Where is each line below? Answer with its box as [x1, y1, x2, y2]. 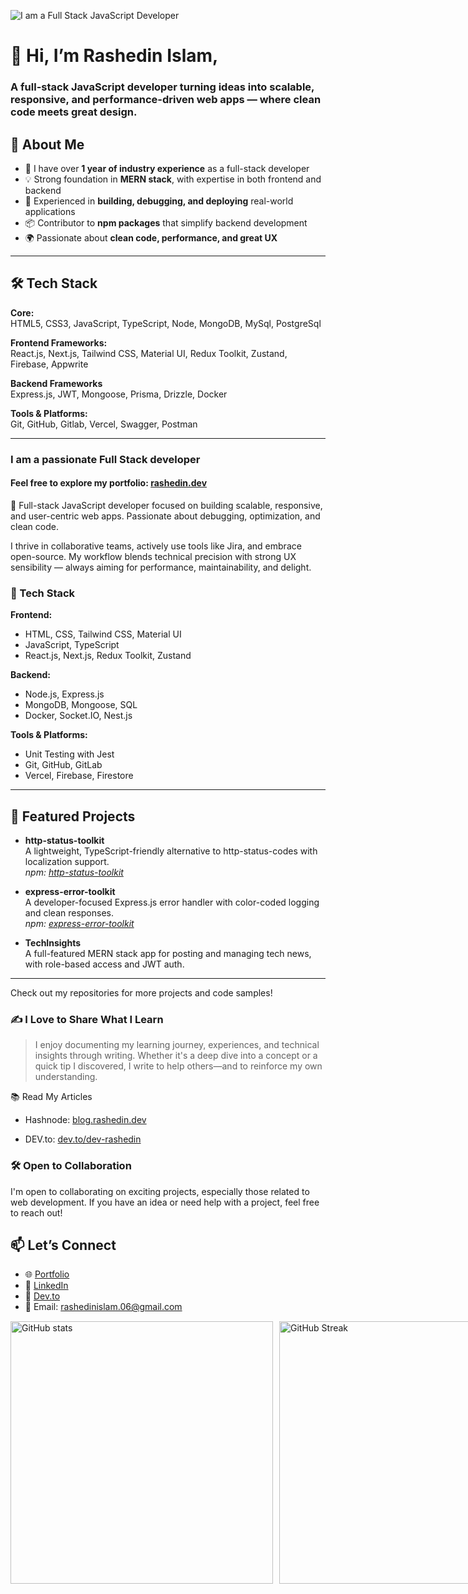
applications [24, 205, 76, 217]
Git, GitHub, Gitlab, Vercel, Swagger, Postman [10, 418, 198, 430]
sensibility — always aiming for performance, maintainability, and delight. [10, 561, 312, 573]
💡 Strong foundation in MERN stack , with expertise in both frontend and [24, 173, 322, 185]
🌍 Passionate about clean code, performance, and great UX [24, 231, 278, 244]
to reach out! [10, 1206, 63, 1219]
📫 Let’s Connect [10, 1236, 117, 1254]
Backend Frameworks [10, 377, 103, 389]
